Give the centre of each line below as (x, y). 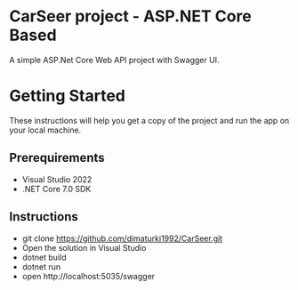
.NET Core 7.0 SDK (56, 189)
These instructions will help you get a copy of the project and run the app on (149, 120)
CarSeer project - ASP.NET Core (130, 16)
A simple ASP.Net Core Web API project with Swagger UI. (114, 60)
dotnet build (44, 257)
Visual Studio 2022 (57, 179)
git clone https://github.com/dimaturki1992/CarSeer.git (122, 238)
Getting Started (68, 96)
